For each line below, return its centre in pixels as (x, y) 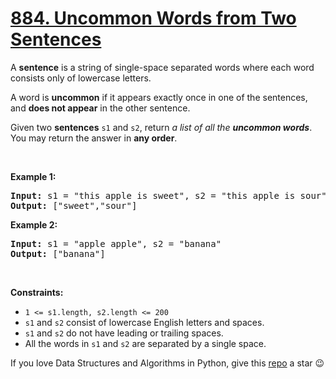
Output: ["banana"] (58, 253)
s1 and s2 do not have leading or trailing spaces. (124, 333)
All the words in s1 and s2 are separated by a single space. (145, 343)
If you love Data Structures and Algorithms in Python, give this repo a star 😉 (167, 363)
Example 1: (33, 176)
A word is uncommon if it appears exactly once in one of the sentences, (159, 97)
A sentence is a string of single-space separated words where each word (162, 67)
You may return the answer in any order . (94, 138)
